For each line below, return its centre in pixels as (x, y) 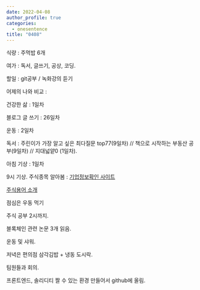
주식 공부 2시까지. (27, 216)
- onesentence (30, 29)
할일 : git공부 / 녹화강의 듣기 (40, 79)
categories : (21, 23)
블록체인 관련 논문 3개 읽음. (39, 228)
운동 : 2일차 (20, 130)
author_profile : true (34, 18)
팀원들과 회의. (23, 267)
